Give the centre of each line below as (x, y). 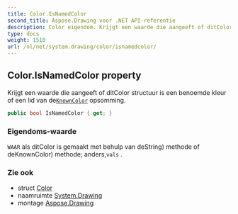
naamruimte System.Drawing (60, 196)
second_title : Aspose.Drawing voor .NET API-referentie (91, 21)
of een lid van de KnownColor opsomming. (67, 100)
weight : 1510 (27, 40)
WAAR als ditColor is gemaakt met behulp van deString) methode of (103, 147)
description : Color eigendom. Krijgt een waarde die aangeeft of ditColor (120, 27)
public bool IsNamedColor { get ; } (60, 113)
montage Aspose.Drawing (56, 203)
